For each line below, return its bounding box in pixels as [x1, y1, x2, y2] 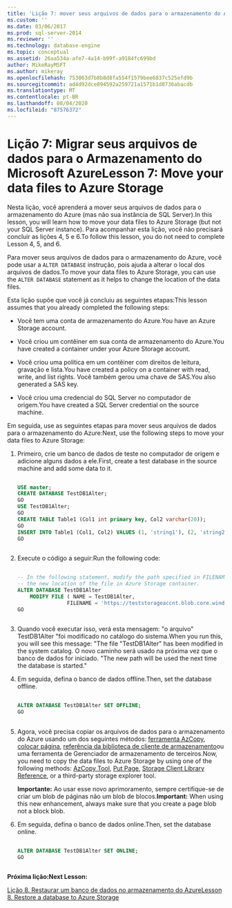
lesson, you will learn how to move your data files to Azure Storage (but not [7, 218, 222, 226]
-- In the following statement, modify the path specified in [17, 574, 200, 581]
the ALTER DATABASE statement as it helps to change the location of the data [7, 275, 220, 283]
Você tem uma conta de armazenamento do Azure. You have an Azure [17, 316, 215, 325]
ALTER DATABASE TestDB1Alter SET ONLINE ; [17, 847, 139, 854]
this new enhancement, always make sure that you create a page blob [17, 799, 217, 808]
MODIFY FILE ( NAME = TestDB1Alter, [30, 593, 135, 600]
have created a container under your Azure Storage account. [17, 345, 191, 353]
